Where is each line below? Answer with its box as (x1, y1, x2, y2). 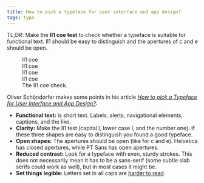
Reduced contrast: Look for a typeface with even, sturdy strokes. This (15, 150, 192, 158)
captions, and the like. (15, 118, 72, 125)
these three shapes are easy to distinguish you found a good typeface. (15, 131, 193, 138)
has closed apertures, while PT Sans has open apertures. (15, 144, 159, 151)
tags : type (7, 15, 35, 21)
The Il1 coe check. (22, 81, 67, 88)
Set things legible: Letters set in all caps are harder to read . (15, 169, 166, 176)
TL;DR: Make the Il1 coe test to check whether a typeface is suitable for (7, 31, 186, 38)
